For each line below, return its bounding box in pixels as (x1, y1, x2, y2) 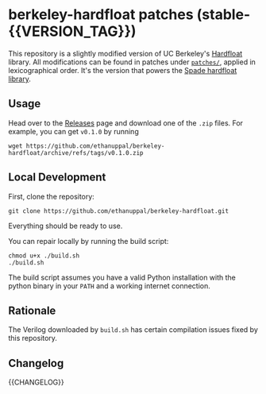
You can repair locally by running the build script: (8, 236, 169, 245)
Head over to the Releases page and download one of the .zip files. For (8, 118, 244, 128)
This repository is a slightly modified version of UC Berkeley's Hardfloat (8, 48, 243, 58)
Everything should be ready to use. (8, 221, 123, 230)
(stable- (196, 6, 251, 24)
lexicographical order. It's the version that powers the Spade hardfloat (8, 65, 237, 75)
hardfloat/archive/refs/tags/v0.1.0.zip (8, 149, 145, 156)
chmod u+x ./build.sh (8, 252, 80, 260)
